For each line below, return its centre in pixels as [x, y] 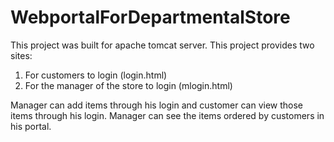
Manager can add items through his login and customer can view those [157, 105]
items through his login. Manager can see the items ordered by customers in [167, 115]
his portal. [31, 126]
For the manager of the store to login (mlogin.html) [128, 85]
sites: [21, 55]
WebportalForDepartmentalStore [150, 17]
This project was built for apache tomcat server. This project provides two [162, 45]
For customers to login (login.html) [96, 75]
